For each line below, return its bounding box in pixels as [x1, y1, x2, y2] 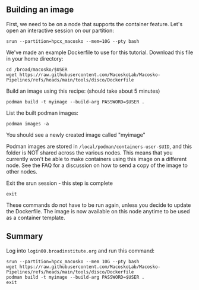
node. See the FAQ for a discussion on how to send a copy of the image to [6, 162, 188, 169]
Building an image [6, 5, 74, 15]
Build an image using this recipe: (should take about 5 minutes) [6, 87, 160, 94]
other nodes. [6, 168, 37, 175]
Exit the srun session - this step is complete [6, 179, 113, 187]
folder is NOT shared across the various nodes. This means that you [6, 149, 173, 156]
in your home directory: [6, 55, 64, 62]
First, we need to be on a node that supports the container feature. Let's [6, 20, 183, 27]
